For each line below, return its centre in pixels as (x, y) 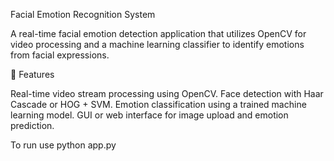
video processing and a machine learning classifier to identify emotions (157, 44)
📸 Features (32, 74)
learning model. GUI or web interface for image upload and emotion (149, 115)
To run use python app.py (63, 145)
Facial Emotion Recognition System (83, 14)
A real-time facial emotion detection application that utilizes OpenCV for (158, 33)
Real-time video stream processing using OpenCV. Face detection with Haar (167, 93)
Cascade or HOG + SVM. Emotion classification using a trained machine (158, 104)
